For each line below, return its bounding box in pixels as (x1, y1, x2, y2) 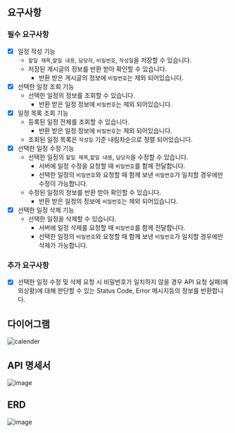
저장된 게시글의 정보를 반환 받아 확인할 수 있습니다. (27, 64, 167, 73)
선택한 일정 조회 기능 (17, 82, 75, 90)
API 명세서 (7, 359, 51, 372)
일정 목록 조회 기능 (17, 109, 69, 117)
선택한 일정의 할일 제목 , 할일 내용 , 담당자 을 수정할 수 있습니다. (27, 152, 189, 161)
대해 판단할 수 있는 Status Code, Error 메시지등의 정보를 (44, 286, 199, 295)
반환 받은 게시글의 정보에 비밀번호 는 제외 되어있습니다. (38, 73, 184, 82)
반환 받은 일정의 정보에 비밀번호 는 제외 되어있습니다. (38, 197, 178, 205)
